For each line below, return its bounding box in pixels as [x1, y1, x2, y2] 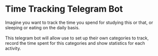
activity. [5, 45, 21, 51]
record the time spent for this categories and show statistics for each [5, 40, 145, 46]
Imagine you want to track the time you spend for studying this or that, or [5, 19, 154, 25]
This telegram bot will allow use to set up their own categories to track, [5, 35, 149, 41]
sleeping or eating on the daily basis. [5, 24, 80, 30]
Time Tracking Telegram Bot [5, 3, 123, 15]
